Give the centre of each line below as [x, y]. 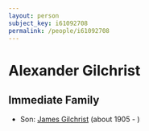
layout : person [34, 16]
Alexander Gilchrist [74, 70]
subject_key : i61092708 [48, 23]
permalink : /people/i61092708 [59, 31]
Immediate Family [54, 100]
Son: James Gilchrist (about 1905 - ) [80, 119]
